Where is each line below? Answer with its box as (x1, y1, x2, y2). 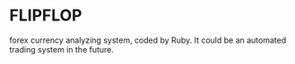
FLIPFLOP (9, 5, 82, 26)
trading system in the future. (9, 44, 115, 54)
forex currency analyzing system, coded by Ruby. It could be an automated (9, 35, 287, 45)
